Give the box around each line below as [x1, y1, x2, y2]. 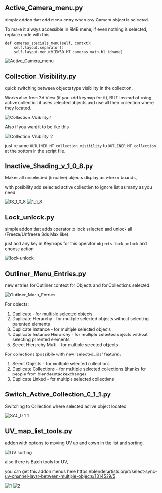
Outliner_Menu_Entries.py [5, 269, 87, 277]
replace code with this [5, 31, 50, 37]
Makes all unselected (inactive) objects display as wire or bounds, [5, 175, 137, 181]
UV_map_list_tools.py [5, 427, 72, 435]
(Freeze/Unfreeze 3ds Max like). [5, 231, 70, 237]
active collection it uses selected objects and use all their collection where [5, 99, 154, 105]
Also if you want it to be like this [5, 124, 69, 130]
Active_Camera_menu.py [5, 4, 83, 12]
